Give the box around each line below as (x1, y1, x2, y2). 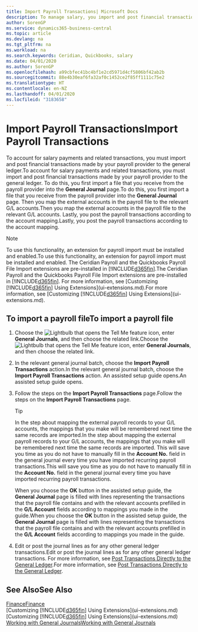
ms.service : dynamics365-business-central (6, 25, 112, 31)
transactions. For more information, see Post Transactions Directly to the (14, 555, 192, 562)
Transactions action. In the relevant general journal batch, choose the (14, 366, 184, 373)
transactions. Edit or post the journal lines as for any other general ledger (14, 549, 191, 556)
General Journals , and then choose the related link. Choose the (14, 335, 169, 343)
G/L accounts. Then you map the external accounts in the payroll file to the (6, 205, 186, 212)
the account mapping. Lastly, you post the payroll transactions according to (6, 217, 188, 224)
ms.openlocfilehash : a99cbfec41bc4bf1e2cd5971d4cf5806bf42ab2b (6, 69, 165, 75)
